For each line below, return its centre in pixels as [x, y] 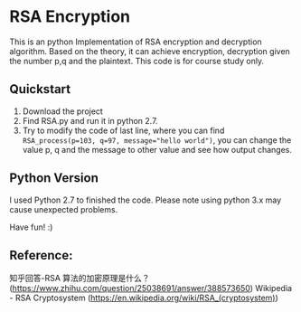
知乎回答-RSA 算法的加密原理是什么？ [80, 279]
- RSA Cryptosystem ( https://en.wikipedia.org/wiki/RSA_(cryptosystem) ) [144, 298]
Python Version [54, 178]
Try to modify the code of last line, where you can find [123, 130]
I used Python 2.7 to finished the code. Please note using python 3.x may [146, 200]
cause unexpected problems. [64, 209]
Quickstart [40, 89]
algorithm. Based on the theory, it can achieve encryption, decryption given [150, 51]
